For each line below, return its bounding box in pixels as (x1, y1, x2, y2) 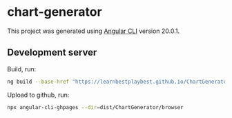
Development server (7, 47, 97, 58)
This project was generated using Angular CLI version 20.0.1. (7, 27, 180, 35)
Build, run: (7, 64, 37, 73)
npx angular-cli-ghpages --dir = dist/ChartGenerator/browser (7, 104, 184, 110)
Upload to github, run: (7, 91, 70, 99)
